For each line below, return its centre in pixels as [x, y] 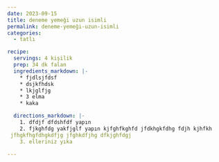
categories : [24, 33]
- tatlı [25, 39]
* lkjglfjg [35, 91]
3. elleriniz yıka [46, 142]
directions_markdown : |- [49, 116]
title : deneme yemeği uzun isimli [57, 20]
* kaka [29, 103]
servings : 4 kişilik [43, 58]
